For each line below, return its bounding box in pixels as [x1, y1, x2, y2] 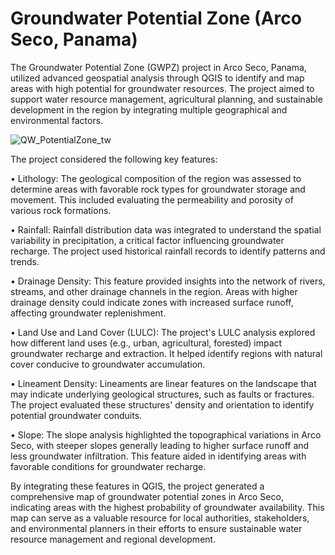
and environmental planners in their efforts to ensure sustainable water [10, 522, 303, 534]
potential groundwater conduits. [10, 409, 143, 421]
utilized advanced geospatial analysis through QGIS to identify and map [10, 72, 305, 84]
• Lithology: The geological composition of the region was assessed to [10, 172, 302, 184]
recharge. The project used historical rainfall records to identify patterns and [10, 245, 326, 257]
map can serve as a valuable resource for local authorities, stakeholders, [10, 512, 310, 524]
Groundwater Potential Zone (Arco [10, 7, 302, 30]
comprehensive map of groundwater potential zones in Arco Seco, [10, 490, 284, 502]
